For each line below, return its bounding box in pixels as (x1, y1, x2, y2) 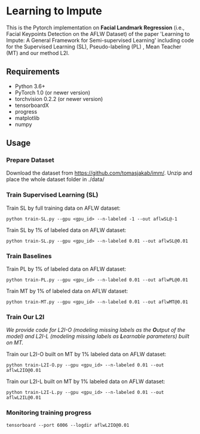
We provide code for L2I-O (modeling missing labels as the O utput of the (6, 326, 186, 334)
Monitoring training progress (6, 408, 91, 417)
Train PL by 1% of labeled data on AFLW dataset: (6, 265, 127, 273)
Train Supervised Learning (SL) (6, 191, 99, 199)
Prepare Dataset (6, 156, 55, 164)
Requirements (6, 67, 60, 77)
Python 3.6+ (14, 82, 46, 90)
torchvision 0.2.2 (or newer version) (14, 95, 103, 102)
